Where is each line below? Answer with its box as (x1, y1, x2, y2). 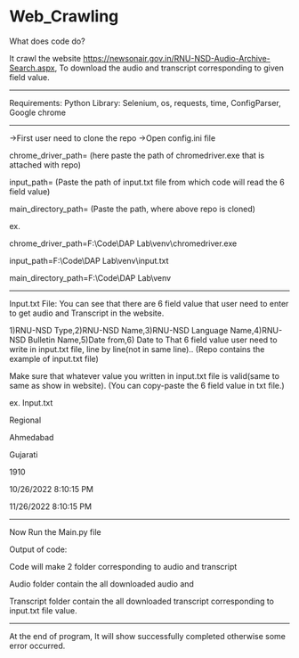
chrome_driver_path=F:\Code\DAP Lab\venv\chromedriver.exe (9, 238, 238, 249)
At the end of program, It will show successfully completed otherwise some (9, 630, 287, 641)
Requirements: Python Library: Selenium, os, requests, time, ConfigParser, (9, 97, 282, 108)
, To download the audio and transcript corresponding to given (54, 62, 285, 73)
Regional (9, 415, 42, 425)
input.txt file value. (9, 605, 77, 616)
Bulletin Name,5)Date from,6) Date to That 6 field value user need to (28, 334, 278, 345)
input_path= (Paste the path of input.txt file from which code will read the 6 (9, 177, 285, 187)
